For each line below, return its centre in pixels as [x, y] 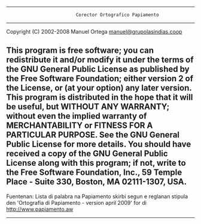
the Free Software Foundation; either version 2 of [100, 79]
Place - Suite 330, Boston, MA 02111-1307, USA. [97, 182]
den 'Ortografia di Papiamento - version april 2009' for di [76, 202]
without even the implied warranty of [77, 116]
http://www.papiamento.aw [40, 209]
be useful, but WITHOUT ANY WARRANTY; [88, 107]
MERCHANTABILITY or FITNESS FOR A [80, 126]
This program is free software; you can [80, 51]
